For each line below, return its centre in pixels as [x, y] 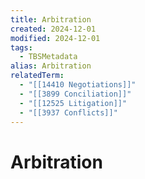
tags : [21, 47]
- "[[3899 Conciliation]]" [75, 94]
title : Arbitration [51, 19]
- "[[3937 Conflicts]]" [68, 112]
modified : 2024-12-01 [55, 38]
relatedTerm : [37, 76]
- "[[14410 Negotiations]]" [78, 85]
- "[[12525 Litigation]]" [73, 103]
